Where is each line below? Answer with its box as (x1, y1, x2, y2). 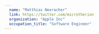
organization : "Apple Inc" (9, 16, 65, 21)
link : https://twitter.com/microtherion (9, 12, 94, 17)
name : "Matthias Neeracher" (9, 7, 68, 12)
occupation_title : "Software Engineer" (9, 21, 92, 26)
